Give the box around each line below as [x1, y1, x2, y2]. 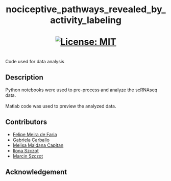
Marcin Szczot [12, 153, 43, 159]
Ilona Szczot [12, 147, 39, 153]
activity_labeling [50, 14, 121, 26]
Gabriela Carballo [12, 137, 50, 143]
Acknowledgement [5, 167, 67, 176]
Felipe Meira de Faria [12, 131, 57, 137]
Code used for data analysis [5, 58, 65, 64]
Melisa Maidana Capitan [12, 142, 64, 148]
